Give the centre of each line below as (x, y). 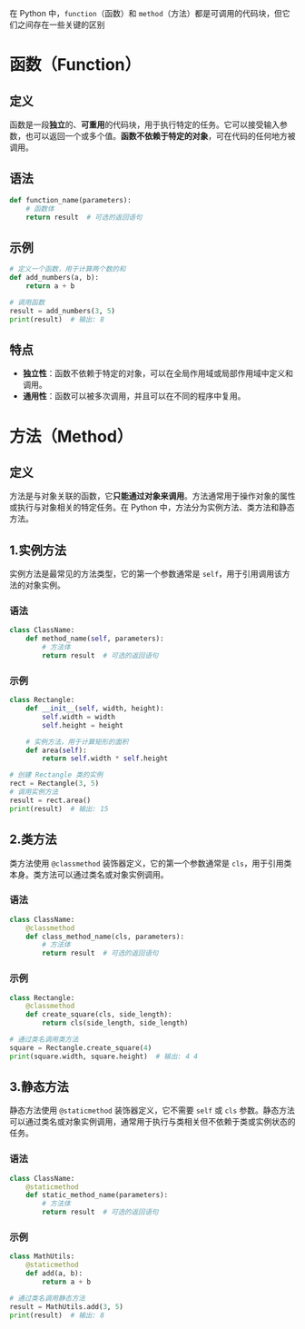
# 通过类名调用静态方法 (48, 1298)
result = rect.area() (50, 800)
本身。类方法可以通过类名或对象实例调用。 (89, 874)
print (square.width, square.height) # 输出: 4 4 (103, 1056)
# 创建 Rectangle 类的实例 (56, 775)
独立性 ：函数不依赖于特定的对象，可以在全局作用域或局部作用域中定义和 (157, 373)
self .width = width (79, 717)
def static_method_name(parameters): (97, 1195)
